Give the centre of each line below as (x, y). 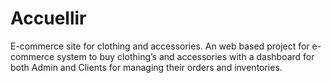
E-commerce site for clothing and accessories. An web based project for (160, 46)
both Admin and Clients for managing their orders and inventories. (146, 67)
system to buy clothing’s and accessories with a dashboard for (185, 56)
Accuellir (48, 18)
